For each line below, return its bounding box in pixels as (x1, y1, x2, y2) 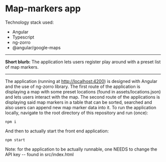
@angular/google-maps (12, 44, 61, 50)
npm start (5, 137, 26, 142)
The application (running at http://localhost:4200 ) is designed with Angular (5, 78, 158, 84)
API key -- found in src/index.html (5, 151, 74, 157)
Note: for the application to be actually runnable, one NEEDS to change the (5, 146, 157, 152)
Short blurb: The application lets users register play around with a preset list (5, 59, 161, 65)
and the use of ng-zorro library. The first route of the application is (5, 83, 141, 89)
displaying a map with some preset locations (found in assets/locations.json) (5, 88, 161, 94)
